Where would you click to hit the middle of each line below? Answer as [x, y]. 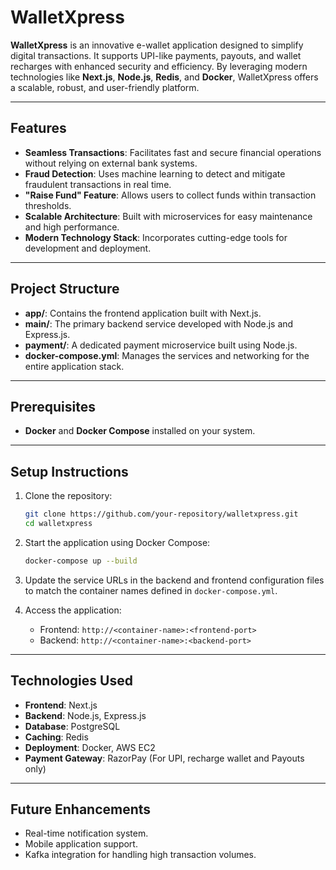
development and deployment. [88, 248]
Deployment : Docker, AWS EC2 [90, 747]
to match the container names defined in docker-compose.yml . [151, 590]
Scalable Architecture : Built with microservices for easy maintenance [168, 216]
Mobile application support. [81, 844]
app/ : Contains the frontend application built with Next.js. [143, 313]
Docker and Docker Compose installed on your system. [140, 431]
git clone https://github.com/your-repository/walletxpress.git [161, 514]
